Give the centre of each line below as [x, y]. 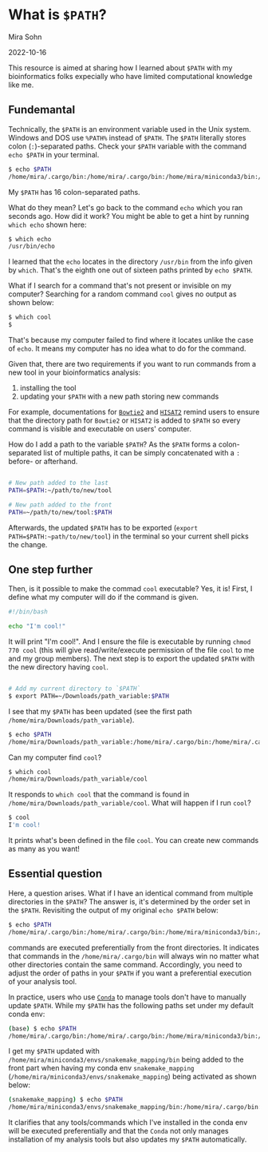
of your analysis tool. [43, 981]
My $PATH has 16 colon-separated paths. [75, 192]
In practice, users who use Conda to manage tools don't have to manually [128, 997]
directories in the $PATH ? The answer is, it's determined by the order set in [130, 901]
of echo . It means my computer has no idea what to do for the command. [127, 348]
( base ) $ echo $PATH [43, 1028]
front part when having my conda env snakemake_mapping [101, 1068]
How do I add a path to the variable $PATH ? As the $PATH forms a [112, 444]
